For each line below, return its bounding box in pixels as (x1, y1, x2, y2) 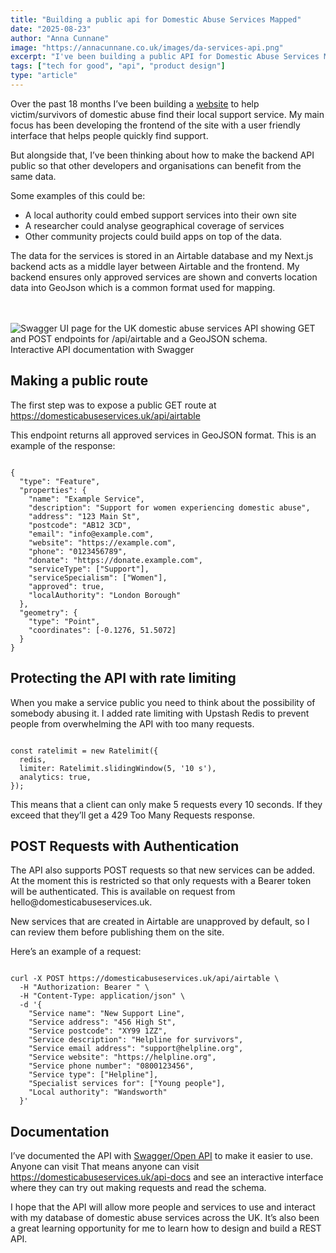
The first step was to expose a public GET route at (10, 399, 217, 411)
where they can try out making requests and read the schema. (10, 1182, 267, 1194)
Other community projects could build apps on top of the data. (24, 230, 283, 242)
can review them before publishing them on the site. (10, 926, 225, 938)
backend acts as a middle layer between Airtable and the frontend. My (10, 260, 300, 272)
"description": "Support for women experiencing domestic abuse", (28, 502, 311, 513)
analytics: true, (19, 772, 92, 782)
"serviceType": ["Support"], (28, 564, 150, 574)
